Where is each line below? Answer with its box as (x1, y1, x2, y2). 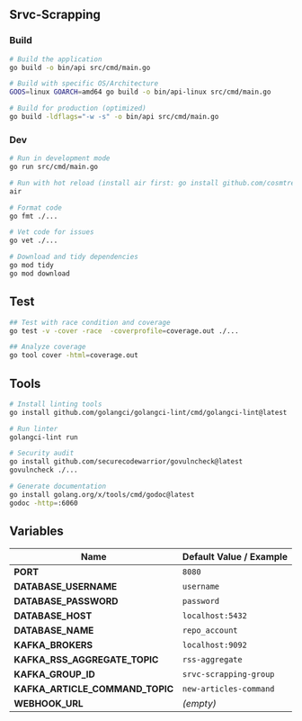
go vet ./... (9, 236, 58, 246)
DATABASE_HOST (13, 609, 93, 622)
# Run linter (9, 424, 58, 433)
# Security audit (9, 449, 75, 458)
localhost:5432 (182, 610, 247, 620)
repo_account (182, 625, 238, 635)
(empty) (182, 697, 218, 709)
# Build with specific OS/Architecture (9, 79, 159, 88)
